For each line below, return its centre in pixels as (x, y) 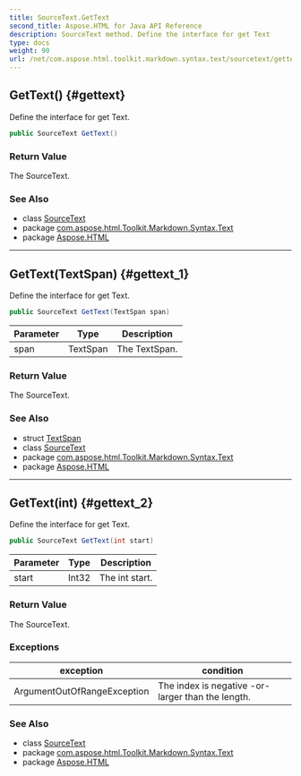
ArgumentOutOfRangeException (82, 691)
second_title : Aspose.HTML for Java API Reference (106, 26)
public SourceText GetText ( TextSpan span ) (90, 312)
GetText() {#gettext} (67, 95)
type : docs (30, 43)
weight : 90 (30, 51)
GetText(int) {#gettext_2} (82, 503)
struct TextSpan (52, 438)
